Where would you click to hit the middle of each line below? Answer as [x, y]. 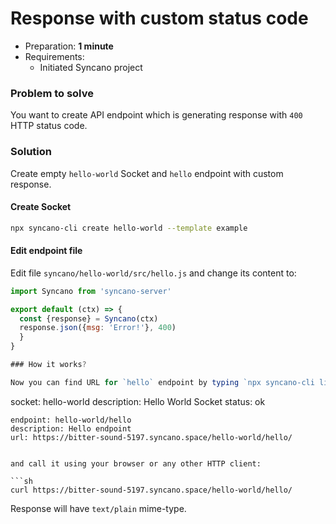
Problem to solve [52, 93]
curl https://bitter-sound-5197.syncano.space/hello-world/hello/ [151, 490]
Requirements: [54, 56]
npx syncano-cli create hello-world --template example [129, 228]
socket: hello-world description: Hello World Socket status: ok [138, 401]
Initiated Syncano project [91, 67]
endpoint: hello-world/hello [71, 420]
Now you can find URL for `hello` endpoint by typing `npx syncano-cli [162, 382]
